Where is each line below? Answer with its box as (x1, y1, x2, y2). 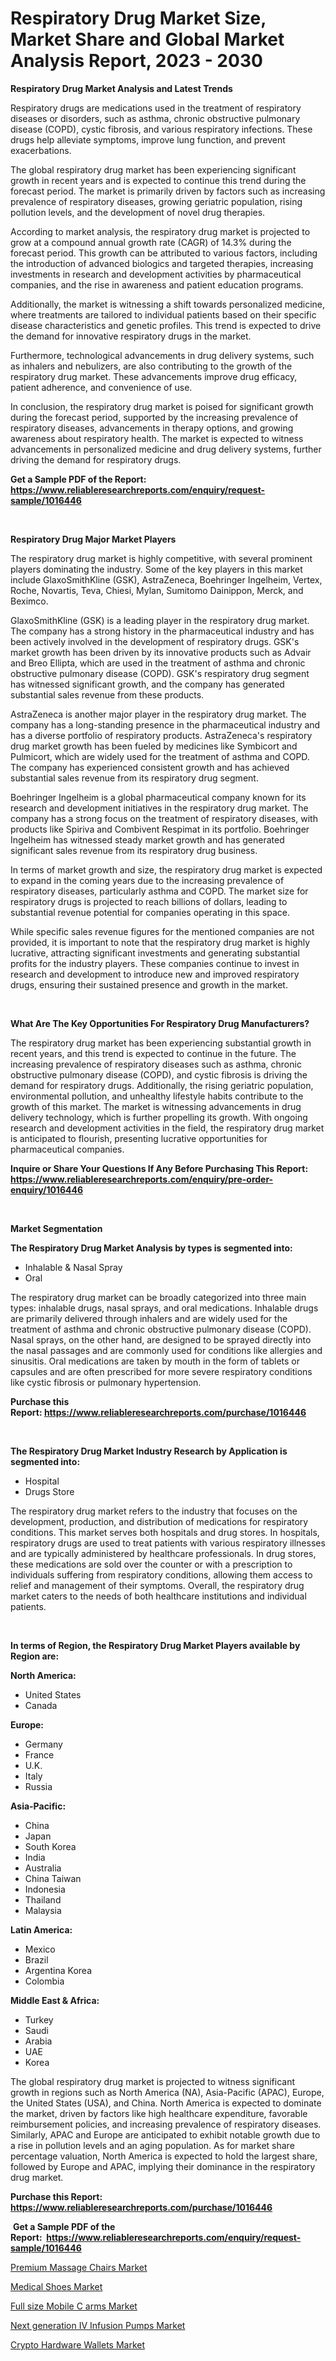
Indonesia (24, 1883, 66, 1895)
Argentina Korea (24, 1964, 92, 1976)
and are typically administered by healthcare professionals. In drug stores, (10, 1547, 317, 1559)
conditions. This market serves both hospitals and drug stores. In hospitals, (10, 1526, 320, 1538)
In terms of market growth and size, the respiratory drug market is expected (10, 863, 323, 876)
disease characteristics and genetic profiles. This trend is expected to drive (10, 319, 322, 331)
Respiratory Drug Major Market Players (10, 533, 177, 545)
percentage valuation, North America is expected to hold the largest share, (10, 2150, 318, 2162)
